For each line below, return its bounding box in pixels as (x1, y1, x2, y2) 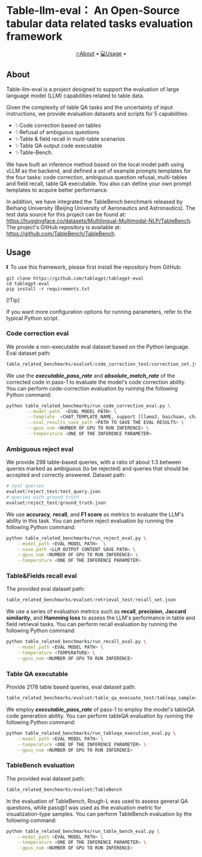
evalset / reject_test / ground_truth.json (6, 500, 106, 506)
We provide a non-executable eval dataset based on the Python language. (6, 343, 190, 350)
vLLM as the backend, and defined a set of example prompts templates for (6, 167, 191, 174)
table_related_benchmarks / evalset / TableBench (6, 787, 122, 793)
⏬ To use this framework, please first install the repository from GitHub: (6, 263, 182, 271)
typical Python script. (6, 315, 59, 322)
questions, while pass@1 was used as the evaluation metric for (6, 803, 162, 811)
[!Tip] (6, 296, 20, 304)
